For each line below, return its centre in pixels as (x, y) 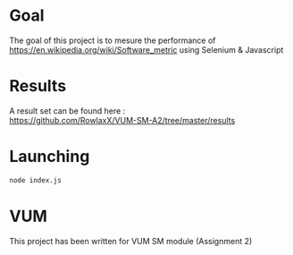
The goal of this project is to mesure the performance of (113, 40)
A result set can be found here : (67, 110)
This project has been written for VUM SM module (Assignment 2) (131, 241)
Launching (50, 157)
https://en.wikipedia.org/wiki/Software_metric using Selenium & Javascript (146, 49)
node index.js (36, 180)
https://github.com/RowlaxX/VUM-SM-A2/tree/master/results (122, 120)
